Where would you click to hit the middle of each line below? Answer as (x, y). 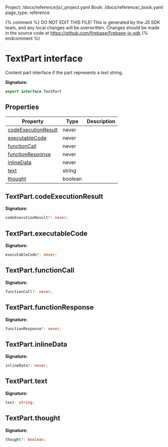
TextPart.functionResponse (50, 308)
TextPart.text (26, 381)
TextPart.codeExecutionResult (54, 197)
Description (101, 121)
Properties (22, 107)
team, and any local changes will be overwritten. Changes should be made (82, 28)
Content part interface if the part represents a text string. (64, 72)
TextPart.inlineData (36, 344)
